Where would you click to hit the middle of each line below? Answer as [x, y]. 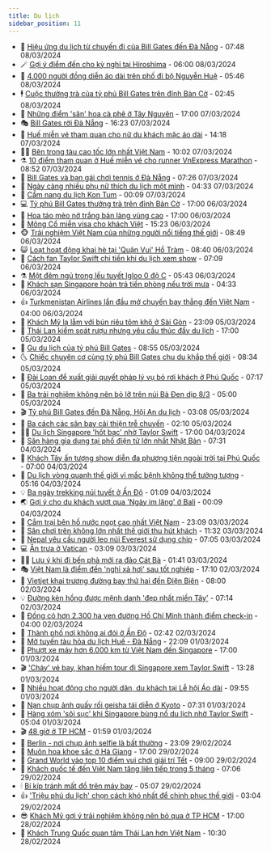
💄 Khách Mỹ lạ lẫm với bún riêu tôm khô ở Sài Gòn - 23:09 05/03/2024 [138, 322]
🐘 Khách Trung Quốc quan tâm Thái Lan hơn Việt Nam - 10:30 [123, 833]
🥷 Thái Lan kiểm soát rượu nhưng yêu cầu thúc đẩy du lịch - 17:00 [129, 330]
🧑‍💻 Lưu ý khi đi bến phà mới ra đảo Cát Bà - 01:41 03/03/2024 [124, 560]
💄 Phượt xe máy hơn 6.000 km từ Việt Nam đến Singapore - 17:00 [129, 650]
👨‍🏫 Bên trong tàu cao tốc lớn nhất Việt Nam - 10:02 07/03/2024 [126, 151]
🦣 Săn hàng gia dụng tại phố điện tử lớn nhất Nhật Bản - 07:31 [123, 441]
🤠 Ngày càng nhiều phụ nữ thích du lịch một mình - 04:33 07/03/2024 [137, 186]
